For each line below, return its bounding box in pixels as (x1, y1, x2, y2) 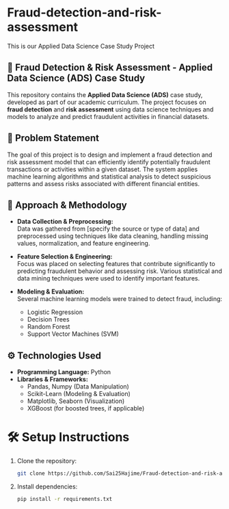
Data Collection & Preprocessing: (16, 218, 113, 226)
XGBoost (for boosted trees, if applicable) (27, 404, 145, 413)
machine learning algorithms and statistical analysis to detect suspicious (7, 172, 211, 181)
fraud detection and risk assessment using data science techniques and (7, 105, 214, 114)
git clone (16, 470, 46, 477)
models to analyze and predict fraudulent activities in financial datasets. (7, 112, 210, 120)
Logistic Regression (27, 308, 83, 316)
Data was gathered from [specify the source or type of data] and (16, 224, 200, 233)
